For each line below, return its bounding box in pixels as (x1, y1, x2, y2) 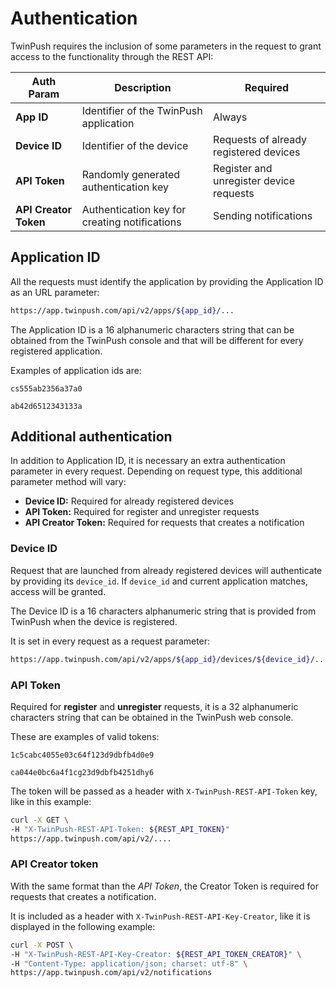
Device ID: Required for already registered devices (24, 495, 235, 507)
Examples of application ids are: (10, 364, 142, 376)
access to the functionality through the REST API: (10, 50, 214, 62)
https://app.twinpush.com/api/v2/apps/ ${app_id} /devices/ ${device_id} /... (10, 654, 329, 664)
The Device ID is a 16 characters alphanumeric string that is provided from (10, 605, 317, 617)
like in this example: (10, 795, 92, 807)
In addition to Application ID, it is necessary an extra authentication (10, 455, 286, 467)
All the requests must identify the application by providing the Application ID (10, 275, 324, 287)
